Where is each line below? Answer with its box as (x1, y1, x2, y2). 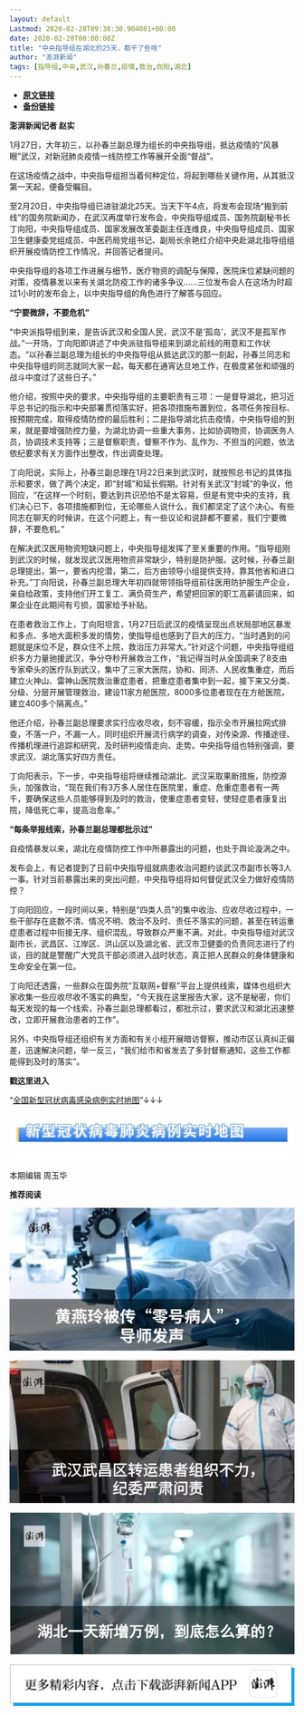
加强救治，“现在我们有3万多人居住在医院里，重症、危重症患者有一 (24, 782, 271, 792)
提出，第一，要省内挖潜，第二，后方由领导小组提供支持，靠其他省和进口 (24, 566, 295, 576)
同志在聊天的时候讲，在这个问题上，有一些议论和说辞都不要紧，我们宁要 (9, 512, 279, 523)
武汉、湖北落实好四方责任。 (16, 751, 120, 761)
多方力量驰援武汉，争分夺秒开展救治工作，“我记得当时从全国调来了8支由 (16, 653, 288, 664)
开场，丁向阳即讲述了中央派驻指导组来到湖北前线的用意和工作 (33, 338, 263, 348)
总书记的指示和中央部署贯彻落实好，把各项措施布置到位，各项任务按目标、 (16, 402, 295, 412)
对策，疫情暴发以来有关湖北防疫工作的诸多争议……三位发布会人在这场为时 (9, 276, 285, 287)
